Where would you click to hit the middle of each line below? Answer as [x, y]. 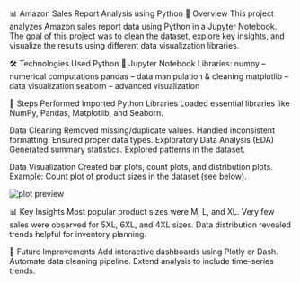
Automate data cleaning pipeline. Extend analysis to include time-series [141, 261]
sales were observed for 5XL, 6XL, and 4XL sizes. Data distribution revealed [150, 225]
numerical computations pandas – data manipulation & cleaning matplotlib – [149, 76]
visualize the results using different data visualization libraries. [124, 45]
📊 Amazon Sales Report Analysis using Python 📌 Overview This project [141, 13]
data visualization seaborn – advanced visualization [105, 86]
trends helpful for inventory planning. [78, 234]
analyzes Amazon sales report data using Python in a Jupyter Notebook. [143, 27]
